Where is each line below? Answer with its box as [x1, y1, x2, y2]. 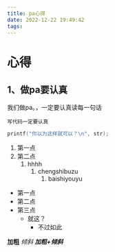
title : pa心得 [7, 10, 46, 17]
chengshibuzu [37, 168, 79, 176]
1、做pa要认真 [7, 84, 67, 95]
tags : [7, 23, 23, 30]
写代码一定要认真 [7, 118, 49, 126]
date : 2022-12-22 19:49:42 [7, 16, 85, 23]
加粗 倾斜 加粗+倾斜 [7, 238, 63, 246]
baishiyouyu [48, 174, 83, 183]
